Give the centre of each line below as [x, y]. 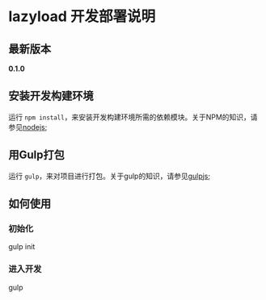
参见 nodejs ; [28, 127]
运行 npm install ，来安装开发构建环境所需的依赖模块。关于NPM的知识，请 [133, 117]
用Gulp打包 [36, 155]
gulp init [22, 247]
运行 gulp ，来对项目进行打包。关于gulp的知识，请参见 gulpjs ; [110, 176]
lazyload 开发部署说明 [82, 17]
